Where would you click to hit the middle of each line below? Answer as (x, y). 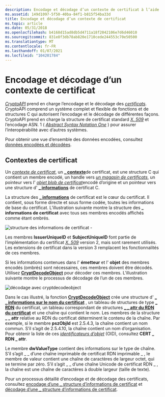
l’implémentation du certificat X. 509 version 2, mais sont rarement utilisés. (81, 243)
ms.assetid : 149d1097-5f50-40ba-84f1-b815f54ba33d (58, 14)
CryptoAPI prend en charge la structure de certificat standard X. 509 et (77, 120)
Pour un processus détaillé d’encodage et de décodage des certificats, (77, 379)
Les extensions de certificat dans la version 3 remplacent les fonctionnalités (82, 248)
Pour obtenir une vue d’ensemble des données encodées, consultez (74, 139)
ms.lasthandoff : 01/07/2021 (34, 51)
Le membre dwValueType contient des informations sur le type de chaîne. (80, 349)
